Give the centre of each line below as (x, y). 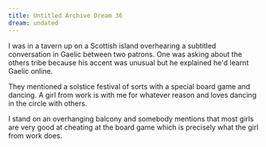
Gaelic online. (31, 71)
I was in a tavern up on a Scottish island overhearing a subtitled (112, 45)
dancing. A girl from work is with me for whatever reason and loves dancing (133, 95)
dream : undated (33, 23)
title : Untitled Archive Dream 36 (66, 15)
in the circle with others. (48, 103)
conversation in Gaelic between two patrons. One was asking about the (125, 54)
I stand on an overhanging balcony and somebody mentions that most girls (131, 118)
